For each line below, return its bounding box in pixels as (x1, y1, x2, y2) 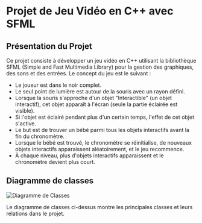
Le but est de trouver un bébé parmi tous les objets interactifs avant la (14, 127, 190, 133)
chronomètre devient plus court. (14, 159, 95, 165)
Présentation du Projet (6, 41, 92, 51)
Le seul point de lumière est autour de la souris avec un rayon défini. (14, 88, 185, 95)
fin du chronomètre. (14, 133, 65, 140)
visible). (14, 107, 35, 114)
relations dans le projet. (6, 210, 65, 217)
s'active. (14, 120, 37, 127)
